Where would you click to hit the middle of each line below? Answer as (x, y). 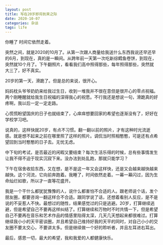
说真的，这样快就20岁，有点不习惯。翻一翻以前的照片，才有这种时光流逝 (78, 130)
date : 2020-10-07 (23, 18)
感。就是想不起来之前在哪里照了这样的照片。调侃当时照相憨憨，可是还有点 (79, 136)
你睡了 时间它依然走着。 (29, 42)
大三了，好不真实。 (24, 70)
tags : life (16, 28)
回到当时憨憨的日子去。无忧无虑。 (43, 142)
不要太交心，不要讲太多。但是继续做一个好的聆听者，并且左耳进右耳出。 (86, 228)
